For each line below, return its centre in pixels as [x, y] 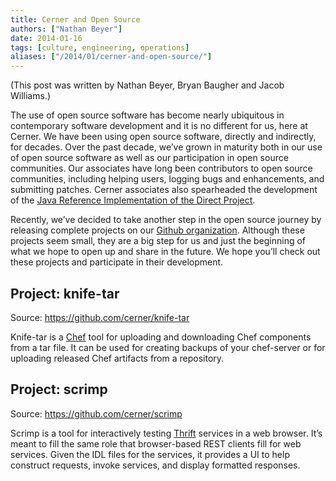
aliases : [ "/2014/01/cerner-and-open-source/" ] [111, 57]
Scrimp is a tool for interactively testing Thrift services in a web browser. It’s [166, 433]
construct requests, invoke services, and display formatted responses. [155, 465]
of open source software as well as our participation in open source [149, 158]
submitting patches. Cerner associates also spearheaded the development [164, 190]
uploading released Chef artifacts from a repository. [117, 358]
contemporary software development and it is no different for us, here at [159, 126]
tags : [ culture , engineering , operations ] [100, 47]
